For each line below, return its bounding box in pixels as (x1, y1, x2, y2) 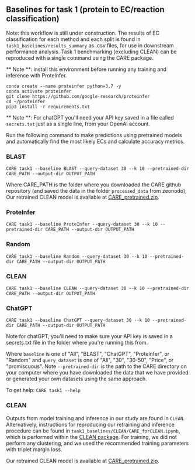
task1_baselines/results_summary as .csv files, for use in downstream (6, 42, 174, 49)
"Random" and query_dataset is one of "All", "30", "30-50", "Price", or (6, 357, 174, 364)
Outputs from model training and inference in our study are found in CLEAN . (6, 414, 185, 421)
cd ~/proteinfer (6, 98, 46, 104)
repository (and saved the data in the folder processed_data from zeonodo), (6, 188, 187, 195)
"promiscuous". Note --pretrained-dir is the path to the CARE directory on (6, 363, 187, 370)
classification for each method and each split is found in (6, 35, 141, 43)
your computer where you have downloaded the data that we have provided (6, 369, 189, 376)
